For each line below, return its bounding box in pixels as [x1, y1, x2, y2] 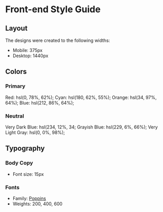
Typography [5, 144, 45, 153]
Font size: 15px [12, 171, 44, 177]
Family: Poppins [12, 195, 47, 201]
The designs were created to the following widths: [5, 37, 110, 43]
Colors [5, 67, 27, 76]
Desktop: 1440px [12, 52, 49, 59]
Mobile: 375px [12, 47, 43, 53]
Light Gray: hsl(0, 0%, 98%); [5, 129, 65, 136]
